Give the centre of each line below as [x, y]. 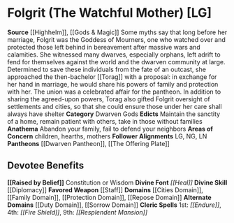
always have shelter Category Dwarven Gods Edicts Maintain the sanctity [114, 114]
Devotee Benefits [46, 166]
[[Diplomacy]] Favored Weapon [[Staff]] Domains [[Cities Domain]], [105, 189]
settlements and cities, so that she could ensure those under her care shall [115, 106]
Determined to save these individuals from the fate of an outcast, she [107, 69]
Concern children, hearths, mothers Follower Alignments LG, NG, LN [107, 136]
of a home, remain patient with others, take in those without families [105, 121]
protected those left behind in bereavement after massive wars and [104, 47]
